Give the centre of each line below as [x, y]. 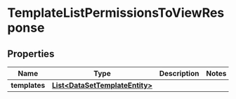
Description [179, 73]
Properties [31, 54]
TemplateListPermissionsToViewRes [116, 13]
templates [28, 85]
